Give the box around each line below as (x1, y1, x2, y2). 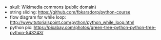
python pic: (9, 25, 33, 30)
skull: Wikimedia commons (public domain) (9, 4, 97, 10)
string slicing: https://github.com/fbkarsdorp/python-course (9, 9, 131, 15)
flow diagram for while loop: (9, 14, 66, 20)
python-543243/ (9, 30, 44, 35)
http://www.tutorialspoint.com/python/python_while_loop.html (9, 19, 135, 25)
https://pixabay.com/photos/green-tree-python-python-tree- (33, 25, 156, 30)
